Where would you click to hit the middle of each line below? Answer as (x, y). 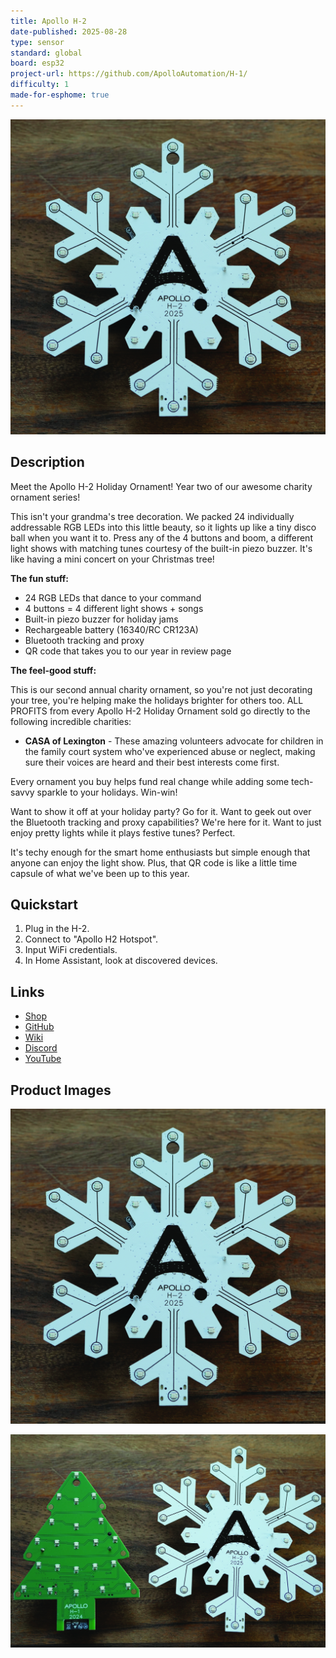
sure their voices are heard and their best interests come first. (152, 762)
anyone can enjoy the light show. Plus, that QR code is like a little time (154, 862)
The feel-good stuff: (53, 670)
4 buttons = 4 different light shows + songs (114, 608)
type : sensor (37, 42)
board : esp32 (37, 63)
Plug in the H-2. (57, 929)
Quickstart (44, 904)
